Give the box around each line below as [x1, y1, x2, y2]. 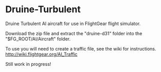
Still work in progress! [5, 61, 51, 67]
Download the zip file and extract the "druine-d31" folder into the [5, 30, 143, 36]
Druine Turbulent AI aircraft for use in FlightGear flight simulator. [5, 20, 141, 27]
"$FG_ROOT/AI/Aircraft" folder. [5, 36, 71, 42]
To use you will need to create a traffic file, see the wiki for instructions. [5, 45, 156, 52]
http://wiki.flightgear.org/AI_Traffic [5, 51, 78, 57]
